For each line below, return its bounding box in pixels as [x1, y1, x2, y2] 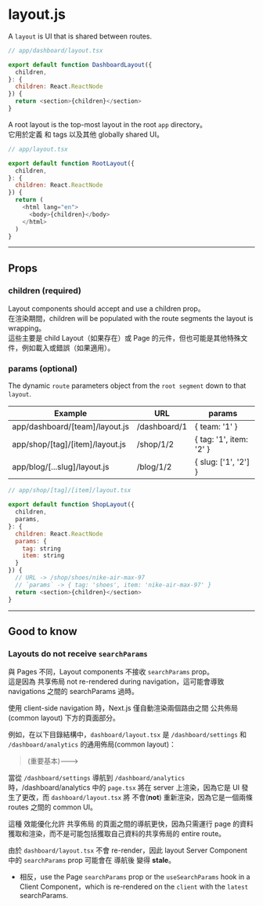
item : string [22, 552, 65, 560]
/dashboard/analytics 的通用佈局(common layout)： [8, 740, 176, 749]
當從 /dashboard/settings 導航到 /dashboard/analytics [8, 773, 186, 783]
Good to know [8, 624, 77, 637]
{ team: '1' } [194, 422, 238, 433]
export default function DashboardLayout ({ [8, 60, 153, 68]
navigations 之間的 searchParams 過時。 [8, 687, 139, 696]
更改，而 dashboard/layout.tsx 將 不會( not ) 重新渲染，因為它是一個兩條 [21, 793, 253, 802]
